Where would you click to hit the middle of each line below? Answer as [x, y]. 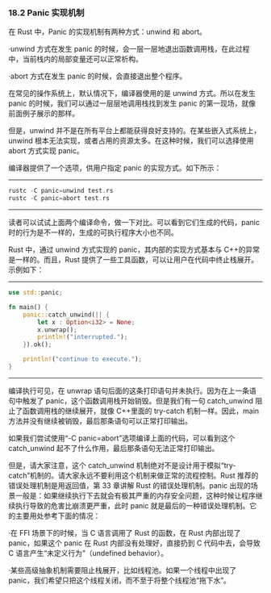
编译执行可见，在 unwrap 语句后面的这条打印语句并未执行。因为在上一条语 [132, 390]
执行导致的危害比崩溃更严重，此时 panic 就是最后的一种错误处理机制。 [132, 505]
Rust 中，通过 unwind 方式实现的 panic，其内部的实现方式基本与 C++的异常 [134, 250]
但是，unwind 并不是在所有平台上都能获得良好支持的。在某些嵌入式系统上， [135, 131]
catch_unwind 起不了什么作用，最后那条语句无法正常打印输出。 [114, 448]
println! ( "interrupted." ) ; [83, 337]
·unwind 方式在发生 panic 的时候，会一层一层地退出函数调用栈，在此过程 [129, 49]
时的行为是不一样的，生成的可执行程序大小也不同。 [93, 232]
